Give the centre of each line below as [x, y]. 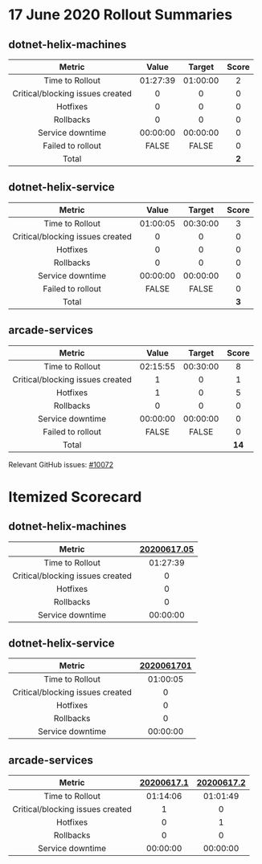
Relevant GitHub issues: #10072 [61, 464]
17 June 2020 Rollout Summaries [121, 15]
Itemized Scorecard [75, 497]
